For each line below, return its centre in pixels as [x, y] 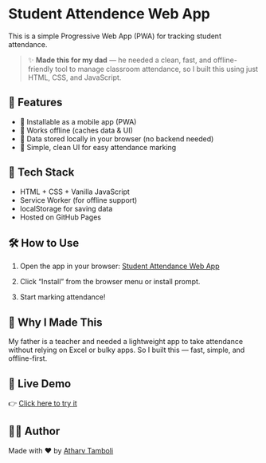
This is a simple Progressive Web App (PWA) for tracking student [115, 36]
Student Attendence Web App [110, 14]
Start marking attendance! [63, 297]
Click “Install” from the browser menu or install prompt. [110, 282]
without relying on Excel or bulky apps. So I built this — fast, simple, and [127, 350]
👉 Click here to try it [43, 403]
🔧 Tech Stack [41, 172]
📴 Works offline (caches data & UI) [76, 130]
